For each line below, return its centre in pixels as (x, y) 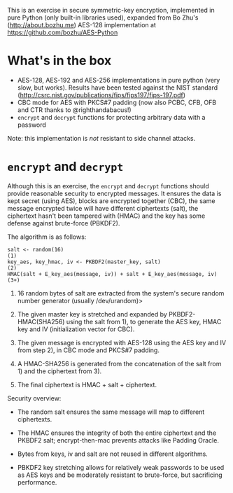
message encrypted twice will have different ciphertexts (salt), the (103, 208)
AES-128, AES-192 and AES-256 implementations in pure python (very (119, 80)
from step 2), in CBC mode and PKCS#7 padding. (88, 350)
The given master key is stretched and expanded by (92, 314)
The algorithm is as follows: (47, 237)
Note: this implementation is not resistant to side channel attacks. (101, 138)
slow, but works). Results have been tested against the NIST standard (118, 88)
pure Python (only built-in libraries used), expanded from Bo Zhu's (103, 18)
